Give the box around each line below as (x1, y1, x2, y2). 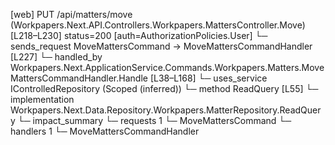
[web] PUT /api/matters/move (10, 9, 133, 20)
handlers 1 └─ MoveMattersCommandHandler (10, 125, 200, 137)
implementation (10, 94, 75, 105)
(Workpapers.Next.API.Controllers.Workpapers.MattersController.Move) (10, 19, 306, 31)
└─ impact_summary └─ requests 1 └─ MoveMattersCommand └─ (17, 115, 292, 126)
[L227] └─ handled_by (10, 51, 103, 63)
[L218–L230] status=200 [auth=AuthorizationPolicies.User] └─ (10, 30, 268, 41)
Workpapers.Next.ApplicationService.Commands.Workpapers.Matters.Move (10, 62, 325, 73)
